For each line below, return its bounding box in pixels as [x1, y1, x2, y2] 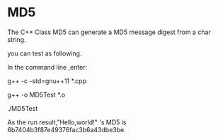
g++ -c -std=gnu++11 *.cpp [7, 76, 87, 85]
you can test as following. [7, 49, 82, 58]
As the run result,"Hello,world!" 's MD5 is [7, 118, 127, 126]
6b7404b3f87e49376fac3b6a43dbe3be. [7, 125, 126, 134]
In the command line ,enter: [7, 63, 88, 71]
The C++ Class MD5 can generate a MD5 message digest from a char [7, 28, 211, 36]
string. [7, 35, 26, 43]
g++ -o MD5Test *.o [7, 90, 66, 99]
